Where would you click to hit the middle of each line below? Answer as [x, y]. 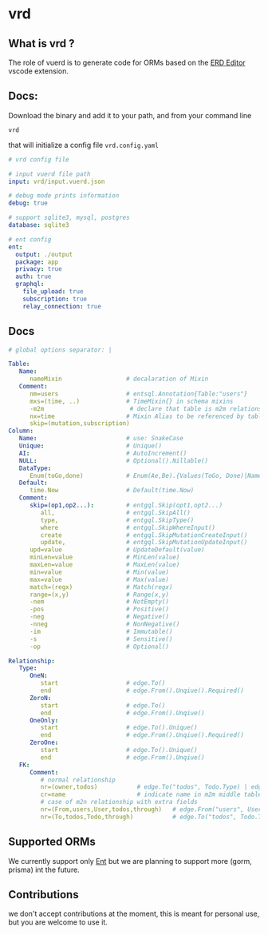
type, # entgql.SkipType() [117, 520]
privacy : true [39, 269]
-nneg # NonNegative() [104, 624]
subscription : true [55, 299]
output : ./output [44, 254]
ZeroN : [40, 698]
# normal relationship [78, 780]
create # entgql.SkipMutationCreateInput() [144, 535]
